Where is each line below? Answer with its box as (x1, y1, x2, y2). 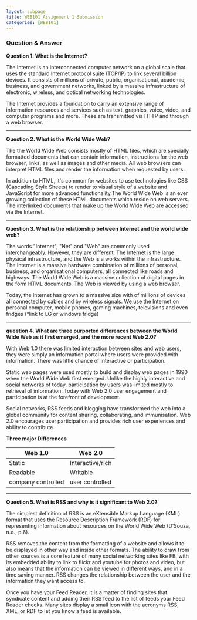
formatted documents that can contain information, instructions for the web (6, 153, 188, 160)
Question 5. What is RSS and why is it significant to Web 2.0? (6, 498, 158, 506)
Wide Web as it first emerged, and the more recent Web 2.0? (6, 333, 157, 341)
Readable (9, 468, 35, 476)
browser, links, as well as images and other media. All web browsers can (6, 159, 181, 166)
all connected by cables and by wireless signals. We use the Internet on (6, 298, 179, 305)
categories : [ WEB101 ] (6, 19, 59, 25)
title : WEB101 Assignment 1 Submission (6, 14, 104, 20)
